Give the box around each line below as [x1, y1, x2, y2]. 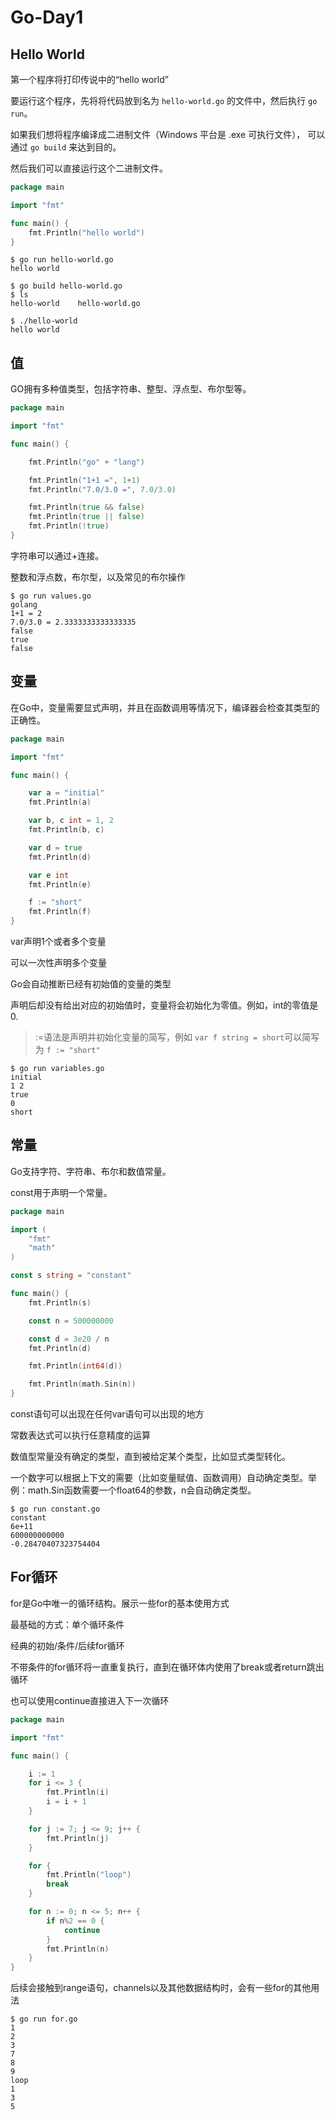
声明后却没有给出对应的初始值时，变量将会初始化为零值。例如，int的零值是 [10, 999, 319, 1011]
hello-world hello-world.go [10, 299, 141, 309]
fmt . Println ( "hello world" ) [28, 227, 145, 238]
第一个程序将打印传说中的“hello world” [10, 74, 169, 85]
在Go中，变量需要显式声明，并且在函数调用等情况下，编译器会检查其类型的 [10, 701, 320, 713]
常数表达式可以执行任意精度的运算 [10, 1429, 151, 1441]
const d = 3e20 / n [28, 1334, 110, 1344]
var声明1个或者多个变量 [10, 936, 107, 947]
